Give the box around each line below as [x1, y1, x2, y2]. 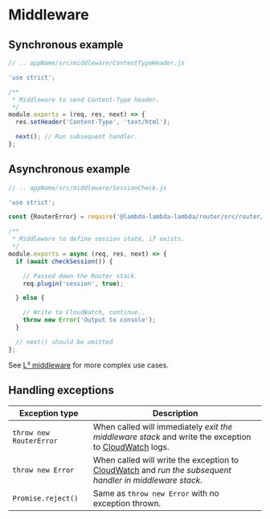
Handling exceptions [8, 384, 114, 397]
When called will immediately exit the [92, 421, 233, 432]
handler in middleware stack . [92, 474, 203, 485]
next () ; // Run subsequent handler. [15, 133, 138, 141]
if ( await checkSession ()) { [15, 257, 113, 265]
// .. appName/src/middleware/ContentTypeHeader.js [8, 59, 185, 67]
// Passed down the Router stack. [22, 272, 138, 280]
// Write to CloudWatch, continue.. [22, 309, 146, 317]
